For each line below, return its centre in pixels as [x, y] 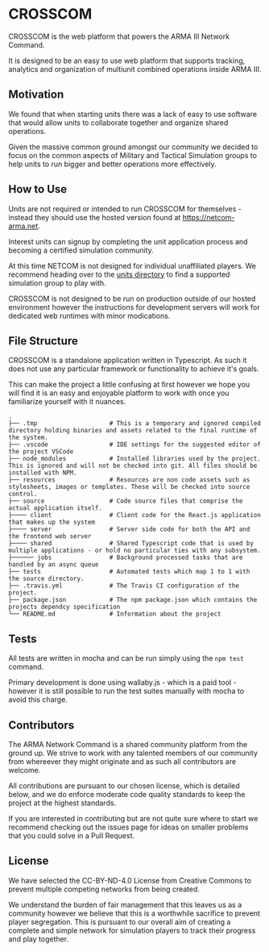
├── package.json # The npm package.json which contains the [133, 600]
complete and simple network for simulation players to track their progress [132, 930]
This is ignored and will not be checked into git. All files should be [133, 466]
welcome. [25, 770]
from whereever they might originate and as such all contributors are [122, 762]
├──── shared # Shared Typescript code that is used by [131, 544]
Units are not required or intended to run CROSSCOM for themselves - [125, 209]
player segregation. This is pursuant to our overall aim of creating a [120, 921]
